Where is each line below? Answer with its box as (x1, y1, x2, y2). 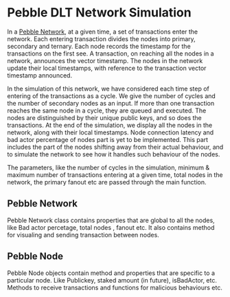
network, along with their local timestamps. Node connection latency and (7, 128, 214, 136)
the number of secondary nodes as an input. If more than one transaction (7, 99, 215, 107)
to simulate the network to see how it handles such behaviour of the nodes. (7, 150, 220, 158)
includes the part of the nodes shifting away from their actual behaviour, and (7, 143, 224, 151)
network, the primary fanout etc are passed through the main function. (7, 178, 207, 186)
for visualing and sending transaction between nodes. (7, 230, 159, 239)
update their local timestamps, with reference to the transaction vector (7, 64, 207, 72)
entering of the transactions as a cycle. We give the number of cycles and (7, 91, 216, 100)
